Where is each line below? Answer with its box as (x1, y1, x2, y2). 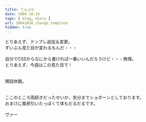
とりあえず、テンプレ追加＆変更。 (5, 39, 73, 45)
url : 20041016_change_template (5, 20, 68, 26)
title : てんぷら (5, 7, 35, 12)
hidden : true (5, 25, 31, 30)
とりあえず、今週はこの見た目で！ (5, 62, 73, 68)
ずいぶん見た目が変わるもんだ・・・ (5, 45, 77, 51)
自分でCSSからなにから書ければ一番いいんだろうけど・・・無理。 (5, 56, 136, 62)
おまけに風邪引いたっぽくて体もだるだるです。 (5, 101, 98, 107)
